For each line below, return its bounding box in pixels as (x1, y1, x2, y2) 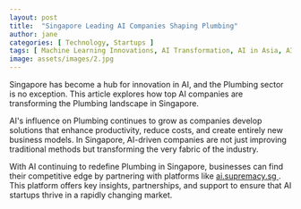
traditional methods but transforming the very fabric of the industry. (9, 144, 259, 155)
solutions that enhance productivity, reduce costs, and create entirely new (9, 125, 284, 135)
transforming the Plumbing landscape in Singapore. (9, 98, 200, 108)
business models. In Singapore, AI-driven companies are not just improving (9, 135, 287, 145)
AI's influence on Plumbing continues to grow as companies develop (9, 115, 262, 126)
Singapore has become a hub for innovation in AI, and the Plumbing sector (9, 79, 284, 89)
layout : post (9, 13, 58, 22)
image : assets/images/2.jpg (9, 54, 115, 63)
